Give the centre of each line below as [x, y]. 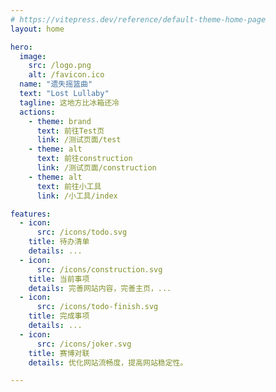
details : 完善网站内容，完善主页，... [100, 288]
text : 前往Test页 [70, 131]
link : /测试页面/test [79, 140]
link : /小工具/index [77, 196]
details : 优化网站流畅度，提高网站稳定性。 [108, 362]
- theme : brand [60, 121]
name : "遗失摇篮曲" [56, 84]
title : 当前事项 [59, 279]
